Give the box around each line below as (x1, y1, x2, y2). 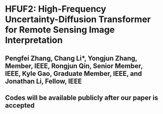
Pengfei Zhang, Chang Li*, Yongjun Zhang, (5, 54, 138, 62)
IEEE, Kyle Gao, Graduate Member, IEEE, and (5, 69, 142, 78)
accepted (5, 101, 35, 110)
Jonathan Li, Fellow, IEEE (5, 77, 82, 85)
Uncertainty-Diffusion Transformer (5, 14, 151, 25)
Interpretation (5, 35, 63, 46)
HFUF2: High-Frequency (5, 3, 106, 15)
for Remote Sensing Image (5, 24, 115, 35)
